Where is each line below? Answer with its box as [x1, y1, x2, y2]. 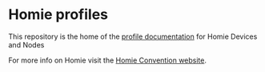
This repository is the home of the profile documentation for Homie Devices [8, 32, 258, 41]
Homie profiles [8, 6, 108, 24]
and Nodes [8, 40, 45, 49]
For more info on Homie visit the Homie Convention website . [8, 55, 207, 65]
